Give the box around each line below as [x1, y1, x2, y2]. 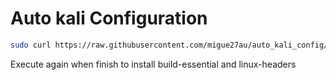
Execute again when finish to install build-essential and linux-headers [10, 58, 297, 70]
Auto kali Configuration [10, 7, 208, 30]
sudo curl [10, 40, 52, 50]
